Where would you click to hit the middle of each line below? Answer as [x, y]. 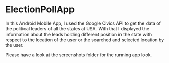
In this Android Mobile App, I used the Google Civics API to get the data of [83, 23]
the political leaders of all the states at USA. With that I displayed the [77, 28]
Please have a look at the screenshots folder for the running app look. [79, 55]
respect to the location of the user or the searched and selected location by [85, 40]
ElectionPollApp [40, 9]
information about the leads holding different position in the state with [79, 34]
